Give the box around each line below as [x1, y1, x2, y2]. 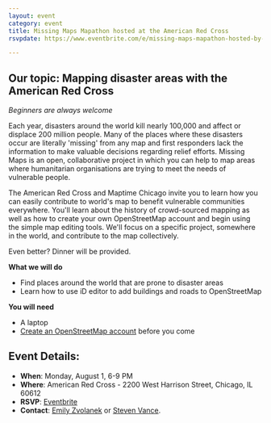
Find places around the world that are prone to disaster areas [19, 278, 224, 287]
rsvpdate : [8, 34, 42, 43]
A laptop [19, 318, 48, 328]
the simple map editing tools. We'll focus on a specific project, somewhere [8, 223, 256, 232]
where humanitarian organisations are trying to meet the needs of [8, 164, 227, 174]
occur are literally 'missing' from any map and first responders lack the [8, 138, 244, 148]
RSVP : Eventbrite [19, 396, 78, 406]
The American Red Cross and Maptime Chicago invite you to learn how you [8, 188, 258, 198]
